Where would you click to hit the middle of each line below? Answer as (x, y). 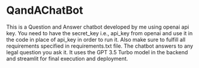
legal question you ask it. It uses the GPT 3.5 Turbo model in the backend (97, 52)
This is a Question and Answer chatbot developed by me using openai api (98, 27)
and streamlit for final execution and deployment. (67, 58)
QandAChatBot (45, 10)
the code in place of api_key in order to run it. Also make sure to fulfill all (96, 39)
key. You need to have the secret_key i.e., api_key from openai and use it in (99, 33)
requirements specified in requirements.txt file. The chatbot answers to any (100, 46)
